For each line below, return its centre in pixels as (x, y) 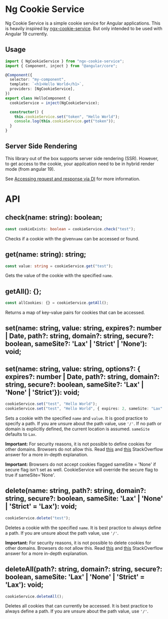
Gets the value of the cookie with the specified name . (59, 276)
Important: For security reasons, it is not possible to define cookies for (78, 444)
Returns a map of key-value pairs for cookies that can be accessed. (75, 313)
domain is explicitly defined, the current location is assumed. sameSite (77, 429)
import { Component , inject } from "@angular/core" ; (61, 66)
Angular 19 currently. (27, 34)
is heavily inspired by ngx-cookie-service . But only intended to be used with (84, 28)
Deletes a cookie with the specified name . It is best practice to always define (83, 528)
